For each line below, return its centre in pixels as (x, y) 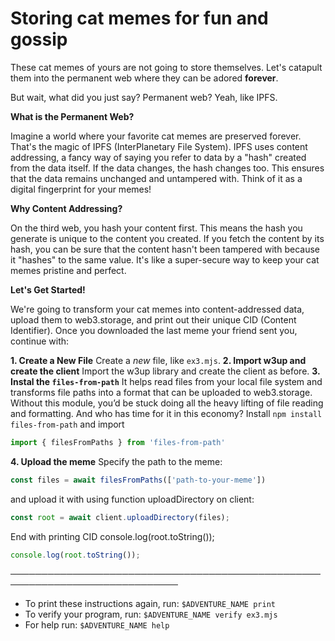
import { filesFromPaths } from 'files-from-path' (118, 442)
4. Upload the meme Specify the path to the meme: (116, 461)
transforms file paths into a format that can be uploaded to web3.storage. (161, 392)
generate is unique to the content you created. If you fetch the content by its (167, 238)
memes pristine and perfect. (68, 270)
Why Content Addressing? (66, 208)
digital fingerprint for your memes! (81, 189)
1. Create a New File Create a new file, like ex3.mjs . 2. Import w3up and (158, 360)
